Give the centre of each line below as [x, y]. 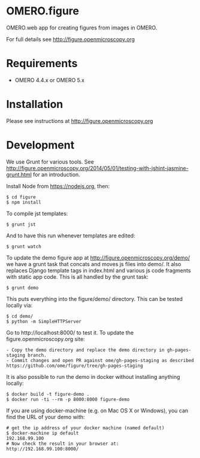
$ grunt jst [21, 224]
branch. [37, 355]
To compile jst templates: [37, 213]
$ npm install [24, 202]
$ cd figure [21, 197]
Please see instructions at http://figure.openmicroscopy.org [80, 120]
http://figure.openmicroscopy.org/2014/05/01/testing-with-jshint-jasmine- [97, 168]
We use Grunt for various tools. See [50, 162]
